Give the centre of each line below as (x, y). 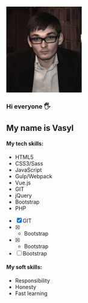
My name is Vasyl (40, 128)
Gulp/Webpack (33, 176)
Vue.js (23, 183)
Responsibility (32, 280)
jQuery (23, 195)
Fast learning (31, 293)
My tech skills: (25, 143)
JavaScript (28, 170)
